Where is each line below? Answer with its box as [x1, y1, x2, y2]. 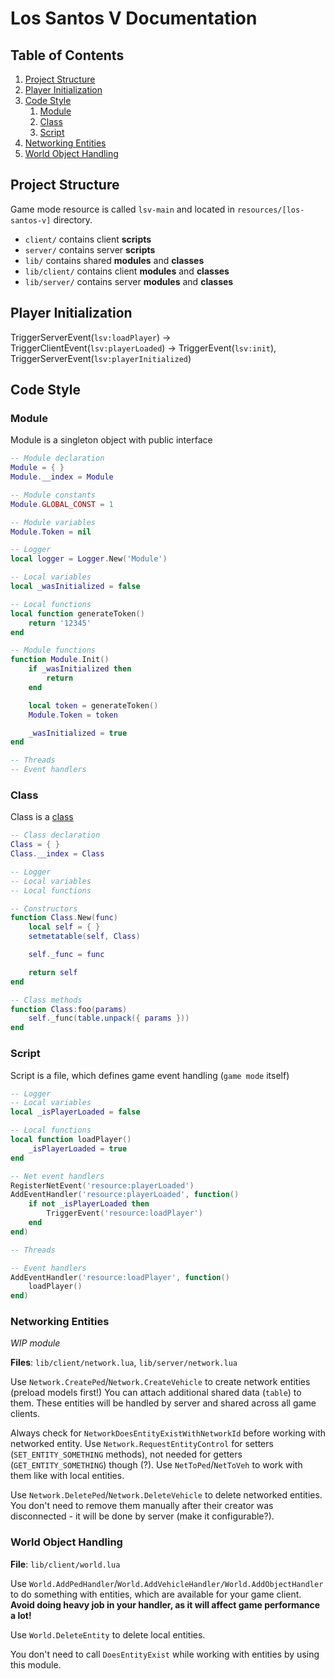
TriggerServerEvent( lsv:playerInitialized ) [10, 352, 192, 364]
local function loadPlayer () [10, 1135, 132, 1145]
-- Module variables [10, 517, 97, 527]
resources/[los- [236, 205, 305, 215]
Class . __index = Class [10, 849, 105, 859]
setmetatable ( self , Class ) [28, 932, 141, 942]
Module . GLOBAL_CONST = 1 [10, 499, 114, 509]
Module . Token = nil [10, 527, 92, 537]
